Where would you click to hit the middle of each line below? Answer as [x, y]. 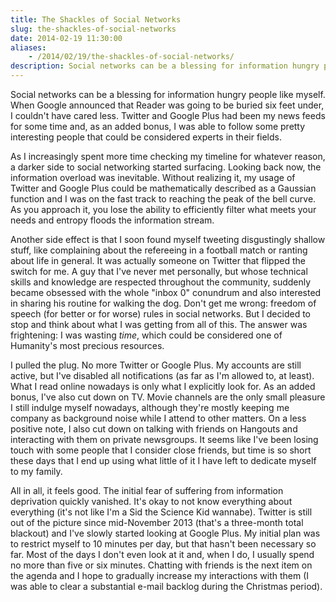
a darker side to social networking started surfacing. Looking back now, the [166, 167]
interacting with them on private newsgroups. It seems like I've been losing [164, 439]
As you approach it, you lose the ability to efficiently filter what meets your [163, 209]
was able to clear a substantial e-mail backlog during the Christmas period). [166, 586]
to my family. [36, 471]
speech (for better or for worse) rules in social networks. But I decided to [160, 314]
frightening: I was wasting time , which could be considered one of [146, 335]
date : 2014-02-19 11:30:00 [66, 38]
